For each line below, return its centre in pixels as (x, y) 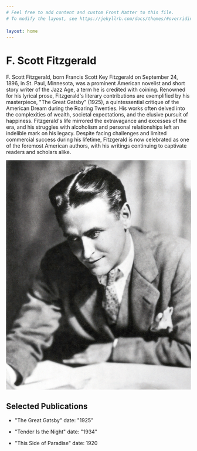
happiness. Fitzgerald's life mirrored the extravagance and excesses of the (96, 121)
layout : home (22, 31)
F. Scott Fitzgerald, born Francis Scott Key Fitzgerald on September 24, (92, 77)
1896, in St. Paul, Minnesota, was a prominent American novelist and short (96, 83)
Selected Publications (47, 406)
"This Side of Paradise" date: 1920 (56, 443)
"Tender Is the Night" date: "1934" (56, 432)
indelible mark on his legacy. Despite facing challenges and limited (86, 133)
